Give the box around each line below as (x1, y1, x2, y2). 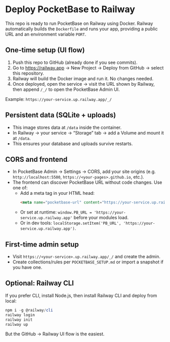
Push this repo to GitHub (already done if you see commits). (12, 59, 138, 65)
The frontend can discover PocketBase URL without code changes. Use (12, 179, 162, 186)
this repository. (12, 70, 44, 76)
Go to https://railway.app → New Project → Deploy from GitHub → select (12, 64, 164, 71)
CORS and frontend (5, 155, 68, 163)
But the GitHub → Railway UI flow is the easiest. (5, 331, 105, 337)
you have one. (12, 264, 42, 270)
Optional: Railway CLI (5, 279, 74, 288)
